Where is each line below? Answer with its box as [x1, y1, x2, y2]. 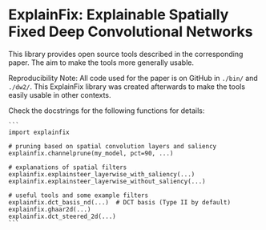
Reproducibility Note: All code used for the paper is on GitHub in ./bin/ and [8, 73, 258, 83]
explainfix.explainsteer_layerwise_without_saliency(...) [8, 177, 206, 185]
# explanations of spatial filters [8, 163, 127, 171]
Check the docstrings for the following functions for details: [8, 106, 205, 115]
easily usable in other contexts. [8, 90, 111, 99]
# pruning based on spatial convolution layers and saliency [8, 142, 217, 150]
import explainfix [8, 128, 70, 136]
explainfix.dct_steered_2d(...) [8, 212, 116, 220]
